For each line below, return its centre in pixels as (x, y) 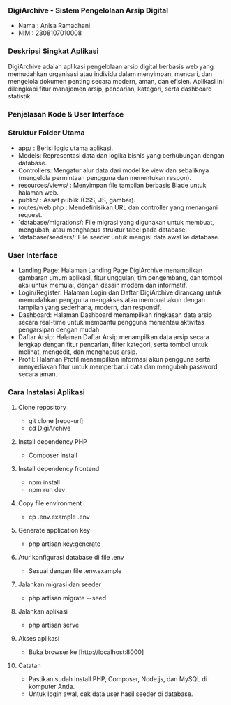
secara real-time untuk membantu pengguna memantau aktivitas (111, 322)
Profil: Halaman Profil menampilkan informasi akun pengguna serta (114, 359)
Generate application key (54, 530)
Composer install (53, 455)
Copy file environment (50, 503)
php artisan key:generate (64, 544)
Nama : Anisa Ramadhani (54, 26)
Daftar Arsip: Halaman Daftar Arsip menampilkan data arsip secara (113, 337)
